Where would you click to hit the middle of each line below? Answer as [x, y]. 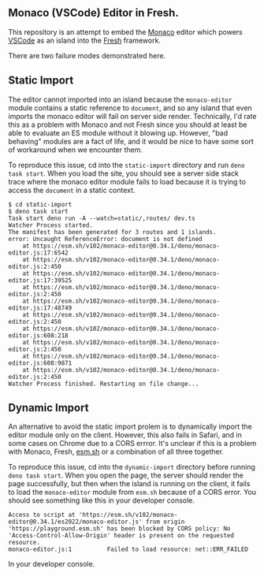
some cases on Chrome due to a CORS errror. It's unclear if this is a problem [132, 444]
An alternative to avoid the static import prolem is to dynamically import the [130, 427]
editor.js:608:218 [38, 335]
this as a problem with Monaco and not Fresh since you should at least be [128, 124]
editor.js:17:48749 [40, 308]
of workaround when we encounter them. [76, 150]
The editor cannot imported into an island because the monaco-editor [120, 99]
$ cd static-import [40, 204]
